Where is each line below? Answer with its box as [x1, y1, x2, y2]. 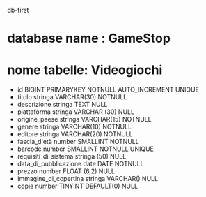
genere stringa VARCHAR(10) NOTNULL [17, 122, 132, 131]
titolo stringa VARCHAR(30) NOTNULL [17, 93, 127, 101]
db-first [7, 6, 29, 14]
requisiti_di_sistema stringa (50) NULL [17, 152, 127, 161]
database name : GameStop [7, 31, 171, 46]
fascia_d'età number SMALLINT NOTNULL [17, 138, 139, 146]
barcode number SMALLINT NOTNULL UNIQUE [17, 145, 154, 153]
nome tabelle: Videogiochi [7, 62, 163, 78]
